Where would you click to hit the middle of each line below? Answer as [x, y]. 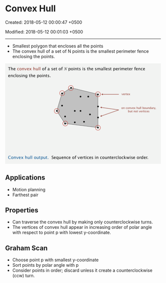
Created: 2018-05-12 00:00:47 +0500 [44, 22]
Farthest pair [25, 195]
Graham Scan [26, 248]
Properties [22, 210]
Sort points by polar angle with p [45, 265]
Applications [25, 178]
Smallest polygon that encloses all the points [58, 46]
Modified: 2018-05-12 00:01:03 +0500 [44, 32]
